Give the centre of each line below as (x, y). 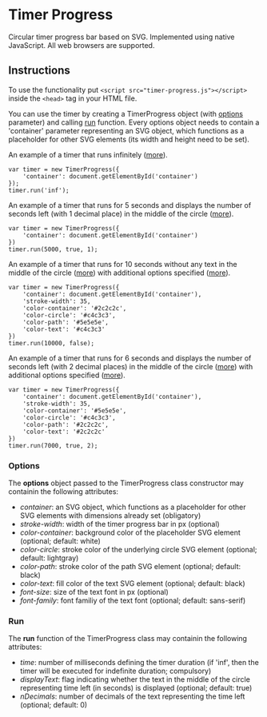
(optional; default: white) (60, 541)
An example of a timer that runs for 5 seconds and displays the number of (130, 205)
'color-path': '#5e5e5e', (66, 322)
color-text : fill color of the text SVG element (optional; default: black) (132, 584)
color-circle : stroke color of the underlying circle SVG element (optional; (138, 550)
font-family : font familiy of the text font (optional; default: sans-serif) (133, 600)
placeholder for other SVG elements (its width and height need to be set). (129, 139)
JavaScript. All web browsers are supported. (82, 45)
